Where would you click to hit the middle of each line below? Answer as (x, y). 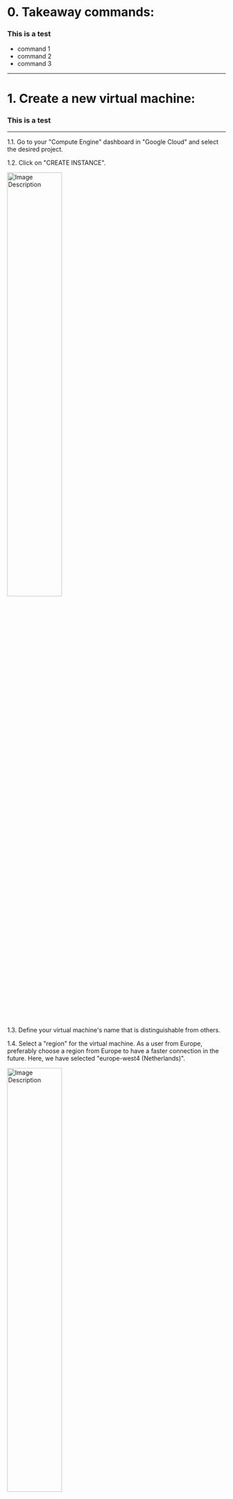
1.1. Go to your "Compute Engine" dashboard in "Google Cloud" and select (113, 142)
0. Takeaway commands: (81, 12)
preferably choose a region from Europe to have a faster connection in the (113, 1050)
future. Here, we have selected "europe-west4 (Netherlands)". (96, 1058)
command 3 (34, 64)
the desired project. (35, 149)
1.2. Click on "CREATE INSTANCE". (57, 162)
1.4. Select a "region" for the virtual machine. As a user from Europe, (105, 1043)
